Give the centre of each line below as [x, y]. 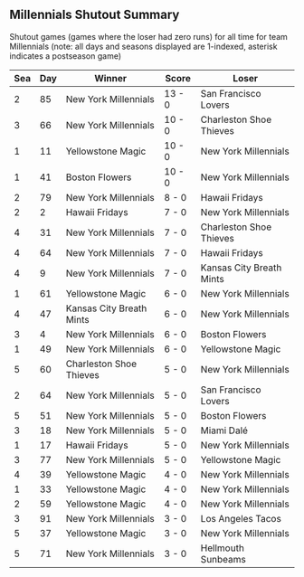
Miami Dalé [224, 430]
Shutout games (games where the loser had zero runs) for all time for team [148, 36]
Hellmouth [222, 548]
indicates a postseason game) [66, 56]
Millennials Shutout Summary [95, 15]
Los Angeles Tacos [241, 518]
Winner [111, 78]
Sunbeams [223, 559]
